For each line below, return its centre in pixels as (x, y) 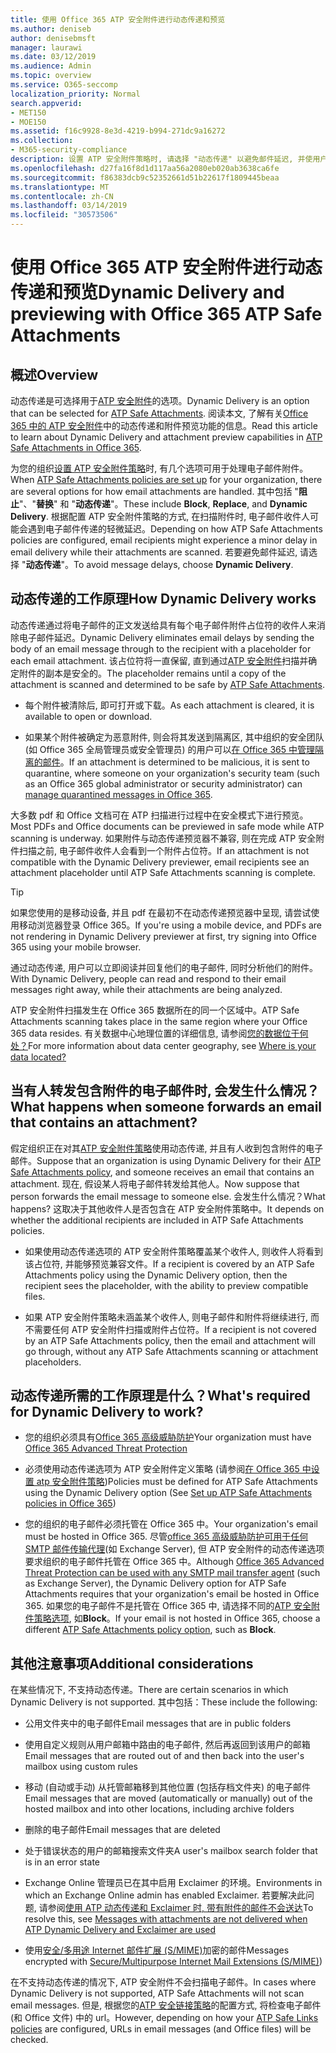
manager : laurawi (46, 47)
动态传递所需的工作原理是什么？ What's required (160, 1396)
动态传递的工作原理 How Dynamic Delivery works (163, 599)
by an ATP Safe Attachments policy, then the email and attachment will (170, 1340)
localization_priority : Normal (75, 94)
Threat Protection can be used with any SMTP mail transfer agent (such (172, 1573)
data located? (38, 1057)
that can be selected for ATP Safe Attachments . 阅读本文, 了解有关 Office (159, 413)
